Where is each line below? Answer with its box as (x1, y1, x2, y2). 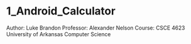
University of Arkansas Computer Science (6, 30, 111, 37)
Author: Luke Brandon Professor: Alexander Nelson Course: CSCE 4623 (6, 24, 186, 31)
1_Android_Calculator (6, 4, 116, 18)
